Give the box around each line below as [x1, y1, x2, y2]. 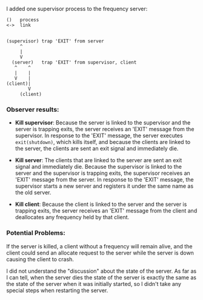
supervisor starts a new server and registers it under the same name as [15, 182, 194, 190]
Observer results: [6, 105, 59, 114]
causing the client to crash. [6, 255, 75, 263]
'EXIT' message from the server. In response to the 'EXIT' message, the [15, 176, 194, 183]
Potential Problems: [6, 229, 65, 237]
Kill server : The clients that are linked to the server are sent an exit [15, 157, 182, 164]
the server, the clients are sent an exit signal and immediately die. [15, 145, 179, 152]
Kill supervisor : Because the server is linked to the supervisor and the [15, 119, 191, 126]
